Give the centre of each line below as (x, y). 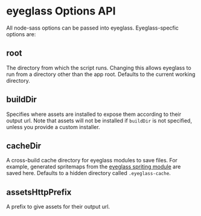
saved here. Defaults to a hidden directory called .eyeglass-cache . (88, 173)
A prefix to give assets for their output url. (58, 207)
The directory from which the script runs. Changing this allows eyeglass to (99, 68)
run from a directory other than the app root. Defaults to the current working (101, 74)
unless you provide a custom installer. (53, 127)
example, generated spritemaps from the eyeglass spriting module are (94, 167)
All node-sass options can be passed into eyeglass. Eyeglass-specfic (93, 28)
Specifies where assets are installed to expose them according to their (94, 114)
